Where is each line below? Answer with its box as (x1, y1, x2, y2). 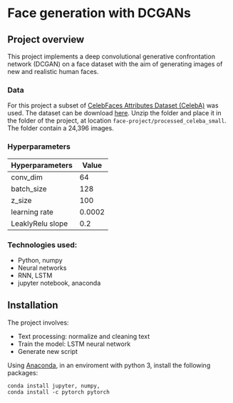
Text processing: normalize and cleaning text (17, 332, 150, 340)
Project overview (7, 33, 85, 46)
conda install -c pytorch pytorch (7, 388, 110, 396)
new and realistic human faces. (7, 68, 99, 75)
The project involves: (7, 318, 69, 327)
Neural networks (17, 263, 67, 272)
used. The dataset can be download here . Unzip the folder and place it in (7, 109, 222, 117)
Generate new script (17, 347, 78, 355)
